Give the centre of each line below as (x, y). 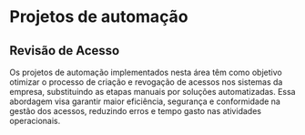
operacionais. (35, 121)
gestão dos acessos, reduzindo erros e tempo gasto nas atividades (136, 111)
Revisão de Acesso (65, 51)
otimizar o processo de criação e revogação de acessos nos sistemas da (146, 82)
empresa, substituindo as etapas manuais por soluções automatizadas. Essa (152, 92)
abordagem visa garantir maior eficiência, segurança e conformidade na (145, 101)
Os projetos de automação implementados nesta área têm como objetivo (146, 72)
